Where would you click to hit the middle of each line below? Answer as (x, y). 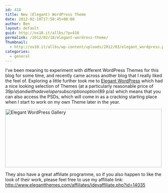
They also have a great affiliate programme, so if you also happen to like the (83, 175)
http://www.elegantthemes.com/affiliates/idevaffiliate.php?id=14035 (75, 185)
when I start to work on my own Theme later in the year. (63, 102)
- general (20, 56)
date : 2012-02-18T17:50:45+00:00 (40, 19)
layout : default (22, 28)
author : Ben (17, 24)
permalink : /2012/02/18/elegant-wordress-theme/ (57, 38)
